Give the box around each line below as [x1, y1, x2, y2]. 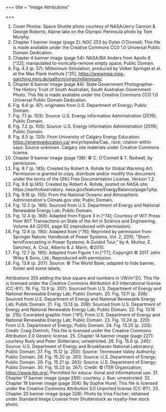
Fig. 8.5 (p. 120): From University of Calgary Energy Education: [12, 134, 140, 140]
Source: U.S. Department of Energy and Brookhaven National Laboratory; [5, 344, 155, 349]
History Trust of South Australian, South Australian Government [22, 87, 151, 92]
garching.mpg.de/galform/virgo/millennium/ [12, 76, 102, 82]
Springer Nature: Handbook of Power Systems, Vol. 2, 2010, [12, 234, 135, 240]
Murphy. [12, 34, 30, 40]
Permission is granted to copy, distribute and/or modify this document [12, 171, 156, 176]
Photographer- [124, 81, 155, 87]
